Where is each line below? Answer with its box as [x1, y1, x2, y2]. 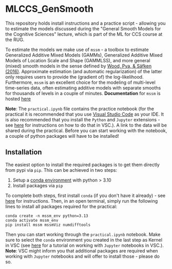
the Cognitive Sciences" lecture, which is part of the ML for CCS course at [5, 31, 163, 37]
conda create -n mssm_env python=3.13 [5, 213, 88, 219]
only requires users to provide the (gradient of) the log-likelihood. [5, 74, 144, 80]
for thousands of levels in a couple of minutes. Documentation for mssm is [5, 90, 161, 96]
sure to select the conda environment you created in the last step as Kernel [5, 237, 163, 243]
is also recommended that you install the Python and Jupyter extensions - [5, 116, 160, 122]
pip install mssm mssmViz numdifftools [5, 222, 91, 227]
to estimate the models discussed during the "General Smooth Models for [5, 25, 161, 31]
